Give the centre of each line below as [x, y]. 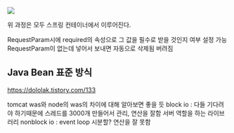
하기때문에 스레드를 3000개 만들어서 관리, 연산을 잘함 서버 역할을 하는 [110, 113]
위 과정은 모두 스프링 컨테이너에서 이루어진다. [69, 25]
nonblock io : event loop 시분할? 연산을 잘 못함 [85, 122]
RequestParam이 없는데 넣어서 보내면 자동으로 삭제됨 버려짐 [90, 48]
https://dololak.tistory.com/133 [52, 90]
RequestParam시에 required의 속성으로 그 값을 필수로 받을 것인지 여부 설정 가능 [117, 40]
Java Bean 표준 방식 [50, 72]
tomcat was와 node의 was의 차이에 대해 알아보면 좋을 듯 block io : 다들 [106, 104]
